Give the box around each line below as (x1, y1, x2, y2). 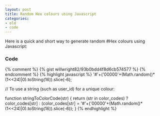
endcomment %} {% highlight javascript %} (5, 72, 92, 77)
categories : (5, 16, 29, 21)
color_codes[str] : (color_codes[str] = (5, 101, 80, 106)
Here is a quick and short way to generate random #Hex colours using (5, 38, 145, 44)
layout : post (5, 7, 32, 12)
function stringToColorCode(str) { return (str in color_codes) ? (5, 95, 128, 101)
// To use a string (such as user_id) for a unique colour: (5, 86, 115, 92)
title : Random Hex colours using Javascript (5, 12, 96, 16)
